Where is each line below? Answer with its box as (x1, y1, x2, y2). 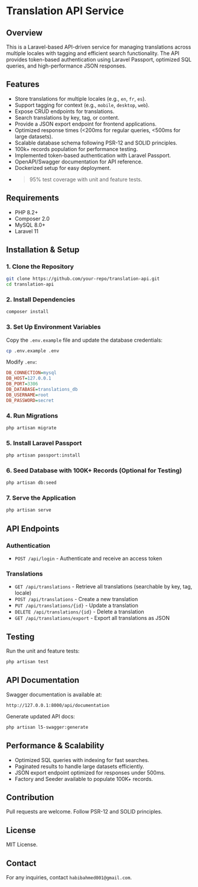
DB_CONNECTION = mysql (6, 370, 57, 376)
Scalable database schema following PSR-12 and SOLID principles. (14, 139, 177, 146)
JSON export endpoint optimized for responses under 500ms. (14, 769, 165, 776)
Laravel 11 (14, 227, 38, 234)
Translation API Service (6, 4, 124, 18)
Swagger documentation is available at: (6, 691, 102, 698)
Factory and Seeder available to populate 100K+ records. (14, 775, 154, 782)
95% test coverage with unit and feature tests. (29, 176, 143, 183)
